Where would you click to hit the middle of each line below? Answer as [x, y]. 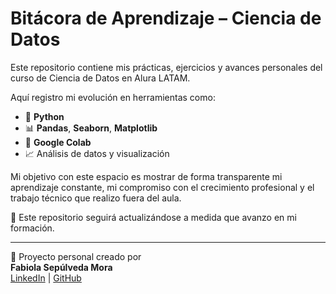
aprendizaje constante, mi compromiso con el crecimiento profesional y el [162, 187]
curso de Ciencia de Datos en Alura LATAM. [100, 78]
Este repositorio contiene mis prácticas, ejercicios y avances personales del [166, 67]
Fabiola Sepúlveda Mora [61, 267]
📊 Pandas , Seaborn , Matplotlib [91, 128]
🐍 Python [44, 116]
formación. [32, 228]
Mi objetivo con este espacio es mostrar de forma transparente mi [146, 176]
